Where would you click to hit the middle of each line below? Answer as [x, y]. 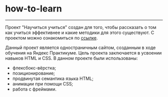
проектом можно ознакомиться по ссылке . [51, 37]
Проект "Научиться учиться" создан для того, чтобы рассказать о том [81, 27]
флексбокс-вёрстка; [34, 67]
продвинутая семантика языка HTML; [53, 78]
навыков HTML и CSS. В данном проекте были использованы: [71, 58]
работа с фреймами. [34, 89]
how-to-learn [34, 9]
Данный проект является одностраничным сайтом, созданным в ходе [80, 47]
